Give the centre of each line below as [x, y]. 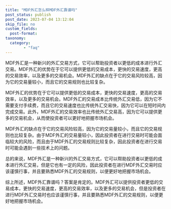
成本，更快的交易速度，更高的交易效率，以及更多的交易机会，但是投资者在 [88, 188]
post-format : [24, 33]
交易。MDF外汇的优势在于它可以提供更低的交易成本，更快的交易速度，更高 [84, 69]
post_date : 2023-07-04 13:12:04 [39, 19]
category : [20, 43]
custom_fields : [21, 29]
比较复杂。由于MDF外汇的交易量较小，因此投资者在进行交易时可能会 [86, 135]
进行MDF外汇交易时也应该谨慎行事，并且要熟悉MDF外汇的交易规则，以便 [82, 195]
